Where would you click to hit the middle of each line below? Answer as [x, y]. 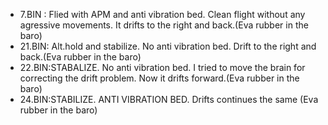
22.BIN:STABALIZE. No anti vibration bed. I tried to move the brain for [162, 67]
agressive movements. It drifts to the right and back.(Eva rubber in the [164, 25]
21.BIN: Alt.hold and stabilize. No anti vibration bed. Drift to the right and [168, 46]
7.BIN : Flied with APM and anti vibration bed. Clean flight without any [162, 14]
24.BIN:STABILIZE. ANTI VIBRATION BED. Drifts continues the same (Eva [169, 99]
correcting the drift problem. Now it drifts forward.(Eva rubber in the [159, 78]
